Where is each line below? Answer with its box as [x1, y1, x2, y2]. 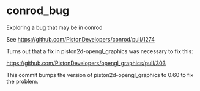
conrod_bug [6, 4, 70, 18]
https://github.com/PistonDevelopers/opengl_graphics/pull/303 [6, 59, 166, 67]
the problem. [6, 78, 39, 85]
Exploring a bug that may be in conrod [6, 24, 103, 31]
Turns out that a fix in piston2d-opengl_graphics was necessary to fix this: [6, 47, 194, 55]
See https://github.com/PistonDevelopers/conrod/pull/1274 [6, 35, 155, 43]
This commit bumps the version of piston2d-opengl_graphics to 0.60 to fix [6, 71, 194, 78]
